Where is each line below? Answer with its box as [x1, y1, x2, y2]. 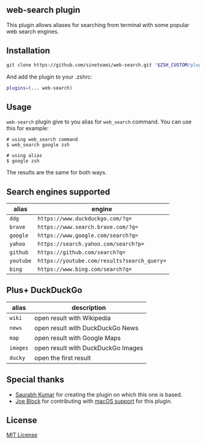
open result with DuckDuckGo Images [34, 343, 143, 352]
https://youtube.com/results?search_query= [37, 257, 167, 264]
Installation [6, 45, 50, 56]
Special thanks [6, 375, 64, 385]
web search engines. [6, 28, 59, 35]
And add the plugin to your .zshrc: [6, 73, 93, 80]
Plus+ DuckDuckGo [6, 285, 83, 295]
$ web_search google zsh [6, 142, 70, 148]
